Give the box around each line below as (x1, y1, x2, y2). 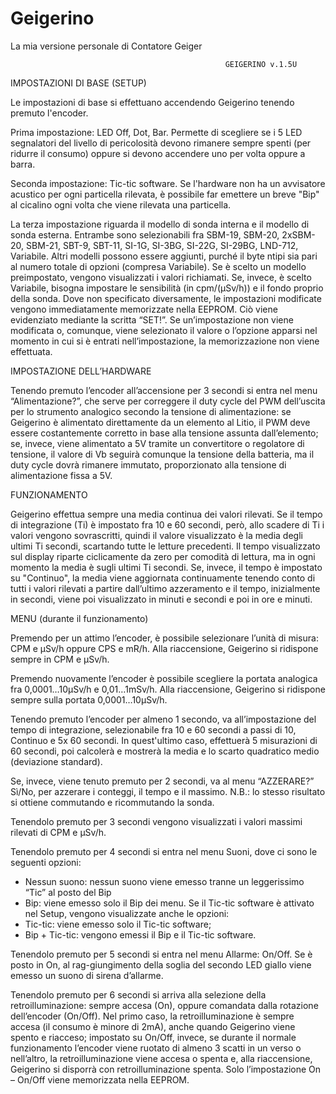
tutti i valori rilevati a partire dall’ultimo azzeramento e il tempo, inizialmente (10, 582, 321, 594)
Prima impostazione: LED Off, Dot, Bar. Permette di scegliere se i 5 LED (10, 126, 303, 138)
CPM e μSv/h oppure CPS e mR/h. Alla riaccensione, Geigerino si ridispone (10, 642, 319, 654)
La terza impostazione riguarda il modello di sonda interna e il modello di (10, 218, 310, 230)
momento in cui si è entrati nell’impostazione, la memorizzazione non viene (10, 335, 320, 347)
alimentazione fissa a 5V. (10, 469, 113, 481)
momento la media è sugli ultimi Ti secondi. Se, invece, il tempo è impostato (10, 561, 323, 573)
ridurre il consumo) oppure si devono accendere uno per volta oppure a (10, 147, 306, 159)
